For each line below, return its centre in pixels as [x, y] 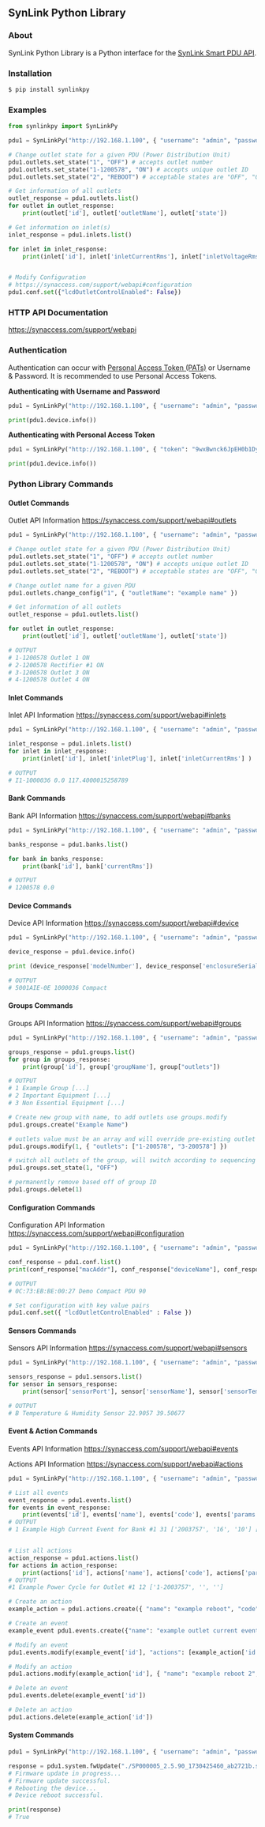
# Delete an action [40, 1710]
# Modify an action [40, 1667]
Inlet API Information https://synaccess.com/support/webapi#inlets [117, 715]
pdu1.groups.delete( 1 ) [45, 1190]
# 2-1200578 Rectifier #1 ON [56, 665]
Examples [28, 110]
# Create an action [40, 1602]
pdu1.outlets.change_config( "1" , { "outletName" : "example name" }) [123, 593]
